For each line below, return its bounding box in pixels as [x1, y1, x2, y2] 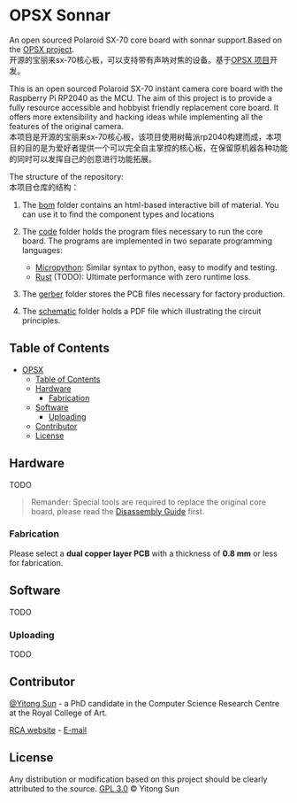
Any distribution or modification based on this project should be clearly [9, 774, 268, 784]
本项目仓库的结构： [9, 181, 80, 192]
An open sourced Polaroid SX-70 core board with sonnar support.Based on [9, 35, 283, 45]
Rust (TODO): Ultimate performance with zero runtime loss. [34, 271, 251, 282]
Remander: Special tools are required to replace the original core [30, 497, 267, 507]
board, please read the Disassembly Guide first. [30, 506, 205, 516]
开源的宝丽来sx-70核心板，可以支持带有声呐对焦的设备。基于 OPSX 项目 [9, 54, 270, 65]
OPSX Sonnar [9, 5, 111, 26]
